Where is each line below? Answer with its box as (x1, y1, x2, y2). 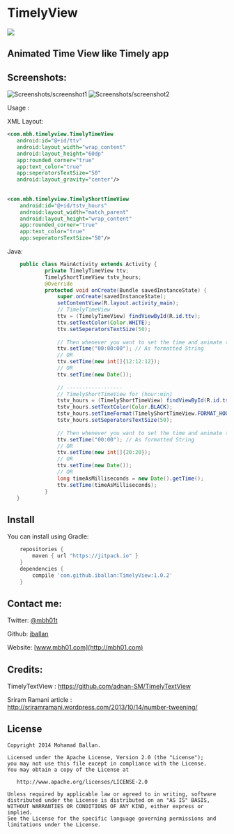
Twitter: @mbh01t (7, 616, 58, 624)
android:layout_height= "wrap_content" (19, 215, 132, 222)
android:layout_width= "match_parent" (19, 208, 130, 216)
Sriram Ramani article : (7, 696, 72, 704)
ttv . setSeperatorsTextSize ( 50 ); (56, 325, 151, 332)
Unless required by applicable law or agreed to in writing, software (7, 791, 217, 798)
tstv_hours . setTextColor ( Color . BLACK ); (56, 404, 173, 411)
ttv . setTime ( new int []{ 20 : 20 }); (56, 449, 151, 456)
